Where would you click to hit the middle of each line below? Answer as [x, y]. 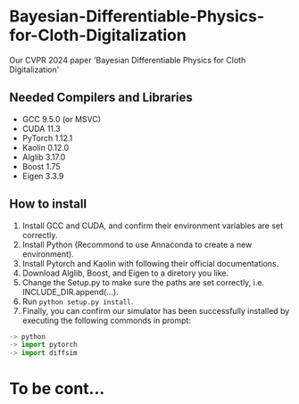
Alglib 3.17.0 [44, 157]
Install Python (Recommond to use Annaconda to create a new [137, 244]
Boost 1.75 [41, 166]
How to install [48, 204]
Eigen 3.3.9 [43, 176]
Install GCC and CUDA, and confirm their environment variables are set [153, 226]
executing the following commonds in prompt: [107, 320]
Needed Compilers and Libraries [101, 98]
